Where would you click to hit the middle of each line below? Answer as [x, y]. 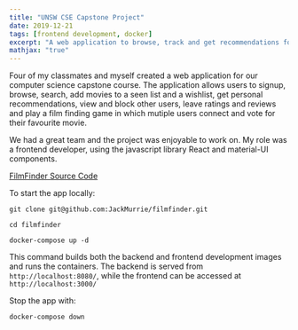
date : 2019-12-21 [41, 26]
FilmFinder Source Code [54, 176]
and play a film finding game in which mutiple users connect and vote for [142, 114]
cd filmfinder [35, 225]
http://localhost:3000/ [53, 285]
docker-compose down [47, 317]
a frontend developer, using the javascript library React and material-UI [139, 149]
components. [33, 159]
